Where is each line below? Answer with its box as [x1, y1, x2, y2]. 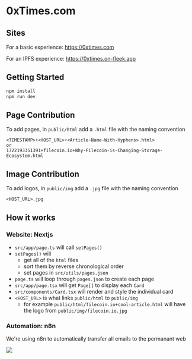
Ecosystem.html [6, 153, 44, 159]
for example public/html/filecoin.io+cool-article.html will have [23, 300, 186, 307]
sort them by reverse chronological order [23, 263, 124, 270]
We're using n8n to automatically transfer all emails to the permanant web [6, 335, 187, 342]
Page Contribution [6, 110, 75, 120]
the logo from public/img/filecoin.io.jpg [23, 307, 127, 314]
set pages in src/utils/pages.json [23, 269, 108, 276]
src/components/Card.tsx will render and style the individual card [14, 288, 174, 295]
